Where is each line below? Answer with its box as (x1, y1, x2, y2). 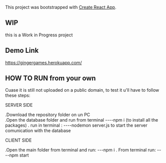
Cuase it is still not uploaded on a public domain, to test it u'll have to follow (5, 87, 160, 93)
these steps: (5, 92, 31, 99)
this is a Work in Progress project (5, 32, 73, 38)
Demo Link (5, 46, 39, 55)
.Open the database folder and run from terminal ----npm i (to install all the (5, 117, 158, 123)
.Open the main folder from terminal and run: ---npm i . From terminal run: (5, 147, 156, 153)
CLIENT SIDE (5, 137, 32, 144)
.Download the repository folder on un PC (5, 112, 90, 118)
